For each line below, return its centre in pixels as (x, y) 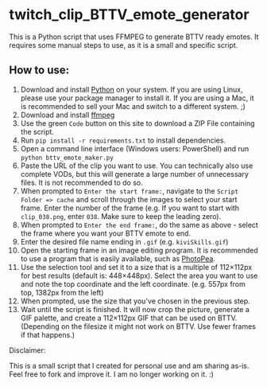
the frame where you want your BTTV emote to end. (106, 233)
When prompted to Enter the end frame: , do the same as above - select (139, 225)
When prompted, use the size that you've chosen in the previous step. (135, 301)
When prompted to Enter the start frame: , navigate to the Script (130, 191)
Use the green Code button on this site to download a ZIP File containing (137, 123)
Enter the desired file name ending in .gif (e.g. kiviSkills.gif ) (124, 241)
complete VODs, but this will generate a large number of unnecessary (135, 174)
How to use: (39, 70)
